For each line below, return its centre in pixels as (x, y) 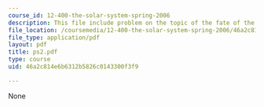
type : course (29, 60)
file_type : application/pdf (54, 37)
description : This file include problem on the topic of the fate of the (132, 23)
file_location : (33, 30)
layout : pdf (27, 45)
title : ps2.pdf (33, 52)
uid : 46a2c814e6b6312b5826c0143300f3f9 (73, 67)
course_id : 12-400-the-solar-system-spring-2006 (89, 15)
